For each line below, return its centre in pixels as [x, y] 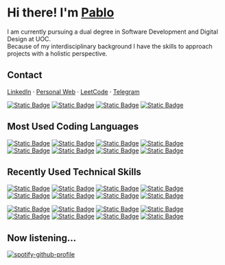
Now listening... [42, 238]
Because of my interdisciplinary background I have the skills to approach [110, 46]
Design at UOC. [29, 38]
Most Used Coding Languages [73, 127]
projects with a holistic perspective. [57, 54]
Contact [25, 75]
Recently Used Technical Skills [74, 172]
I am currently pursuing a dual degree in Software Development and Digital [113, 32]
